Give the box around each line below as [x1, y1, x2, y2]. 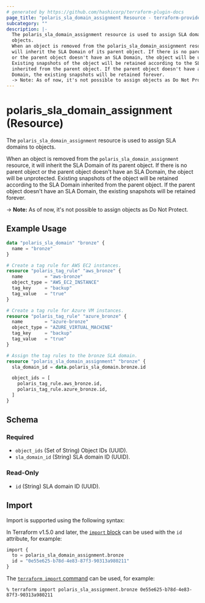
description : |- [6, 26, 48, 32]
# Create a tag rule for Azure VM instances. [6, 307, 124, 314]
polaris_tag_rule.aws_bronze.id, [17, 380, 103, 387]
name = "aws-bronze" [12, 273, 84, 280]
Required [6, 433, 34, 442]
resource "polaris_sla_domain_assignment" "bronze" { [6, 358, 146, 364]
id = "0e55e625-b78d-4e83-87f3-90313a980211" [12, 558, 130, 564]
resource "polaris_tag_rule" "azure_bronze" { [6, 313, 127, 319]
